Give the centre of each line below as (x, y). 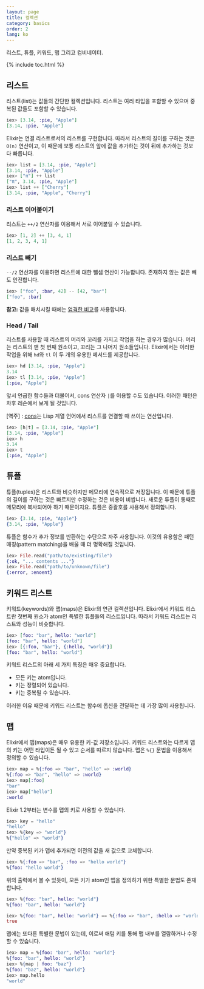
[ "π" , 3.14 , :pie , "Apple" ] (42, 182)
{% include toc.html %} (36, 65)
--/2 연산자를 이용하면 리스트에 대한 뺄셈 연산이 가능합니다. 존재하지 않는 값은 (98, 272)
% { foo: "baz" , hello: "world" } (46, 970)
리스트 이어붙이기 (30, 209)
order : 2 (17, 29)
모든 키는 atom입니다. (41, 678)
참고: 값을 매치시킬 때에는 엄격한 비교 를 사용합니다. (66, 310)
